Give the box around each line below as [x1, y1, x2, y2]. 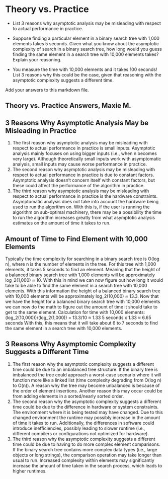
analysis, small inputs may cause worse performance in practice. [12, 161, 147, 167]
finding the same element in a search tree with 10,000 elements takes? [12, 51, 159, 57]
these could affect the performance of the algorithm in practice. [12, 183, 145, 189]
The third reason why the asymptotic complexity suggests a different [12, 436, 155, 442]
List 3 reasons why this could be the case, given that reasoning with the [12, 71, 162, 77]
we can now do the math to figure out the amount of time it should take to [5, 303, 157, 310]
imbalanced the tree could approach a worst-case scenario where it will [12, 371, 161, 378]
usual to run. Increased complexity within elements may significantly [12, 457, 154, 463]
